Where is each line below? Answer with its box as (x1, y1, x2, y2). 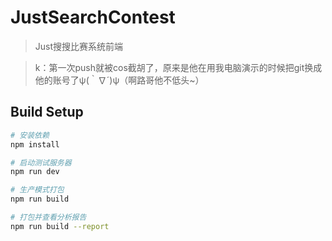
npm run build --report (10, 221, 110, 231)
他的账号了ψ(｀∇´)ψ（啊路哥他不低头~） (34, 74, 205, 86)
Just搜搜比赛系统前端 (34, 40, 124, 52)
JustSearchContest (10, 6, 176, 29)
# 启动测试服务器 (10, 157, 72, 168)
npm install (10, 139, 60, 150)
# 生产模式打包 (10, 185, 65, 195)
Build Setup (10, 104, 84, 121)
